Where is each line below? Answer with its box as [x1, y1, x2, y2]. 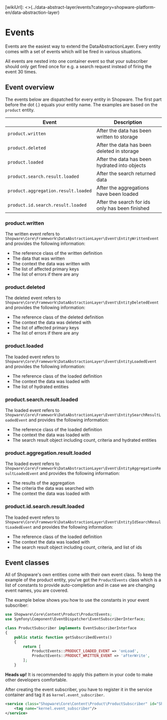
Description [113, 119, 143, 126]
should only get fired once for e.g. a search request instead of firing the [5, 63, 152, 69]
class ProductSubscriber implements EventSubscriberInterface [5, 626, 137, 631]
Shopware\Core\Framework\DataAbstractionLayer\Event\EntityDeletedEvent [5, 300, 159, 305]
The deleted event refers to [5, 295, 61, 301]
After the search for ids [96, 198, 151, 205]
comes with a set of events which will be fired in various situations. [5, 48, 143, 54]
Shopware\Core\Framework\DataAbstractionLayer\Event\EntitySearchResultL [5, 412, 162, 417]
